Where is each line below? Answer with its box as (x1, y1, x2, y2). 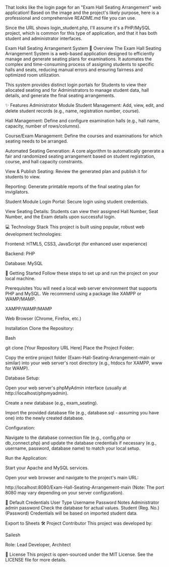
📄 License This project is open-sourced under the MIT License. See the (5, 551, 154, 557)
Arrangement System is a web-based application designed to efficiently (5, 50, 155, 56)
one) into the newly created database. (5, 415, 84, 421)
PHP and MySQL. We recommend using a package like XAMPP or (5, 291, 142, 296)
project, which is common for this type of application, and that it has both (5, 30, 158, 36)
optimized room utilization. (5, 72, 61, 78)
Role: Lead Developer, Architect (5, 542, 71, 547)
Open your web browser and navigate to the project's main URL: (5, 475, 139, 480)
